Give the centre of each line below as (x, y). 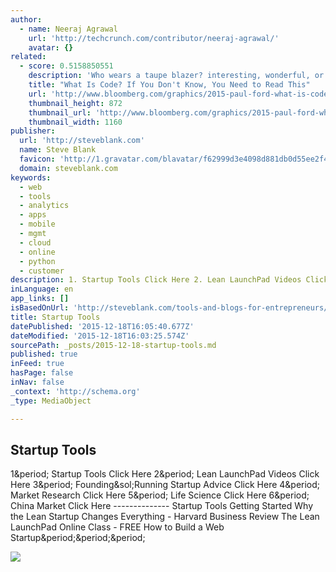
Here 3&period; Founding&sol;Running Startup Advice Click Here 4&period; (165, 485)
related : (28, 57)
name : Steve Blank (58, 150)
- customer (42, 271)
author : (26, 19)
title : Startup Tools (55, 317)
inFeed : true (37, 364)
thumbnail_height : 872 (75, 103)
